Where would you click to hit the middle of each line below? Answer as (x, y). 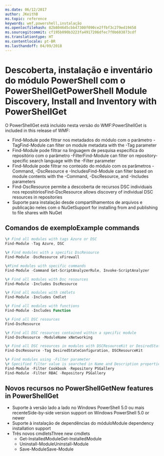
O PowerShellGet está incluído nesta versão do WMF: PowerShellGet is (76, 125)
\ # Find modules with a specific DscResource (52, 253)
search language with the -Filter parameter (72, 161)
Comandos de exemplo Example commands (72, 228)
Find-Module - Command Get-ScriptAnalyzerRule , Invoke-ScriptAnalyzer (77, 270)
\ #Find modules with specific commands (46, 266)
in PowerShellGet (32, 396)
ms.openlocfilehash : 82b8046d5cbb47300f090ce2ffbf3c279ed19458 (71, 28)
